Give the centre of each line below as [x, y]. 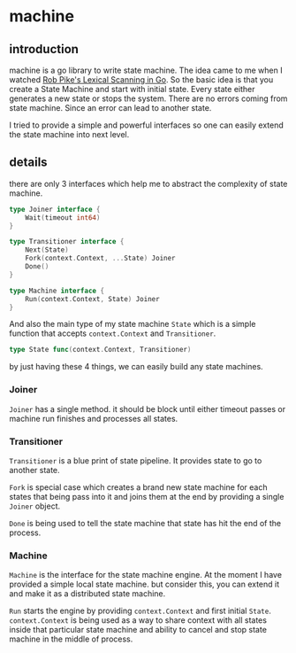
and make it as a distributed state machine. [87, 594]
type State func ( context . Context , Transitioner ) [100, 350]
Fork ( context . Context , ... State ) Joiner [100, 259]
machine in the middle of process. [71, 639]
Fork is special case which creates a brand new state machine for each [138, 487]
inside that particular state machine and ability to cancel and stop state [138, 630]
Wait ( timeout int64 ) [63, 218]
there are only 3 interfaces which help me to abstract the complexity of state [148, 183]
